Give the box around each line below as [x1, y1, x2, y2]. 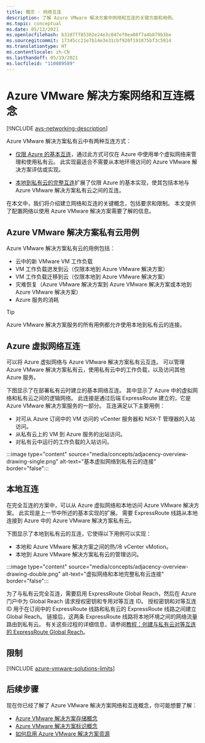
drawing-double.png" [6, 570, 61, 578]
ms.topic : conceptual [6, 20, 62, 26]
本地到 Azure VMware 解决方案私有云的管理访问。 [15, 551, 142, 558]
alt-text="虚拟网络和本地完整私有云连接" [62, 570, 164, 578]
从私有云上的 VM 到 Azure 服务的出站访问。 [15, 431, 126, 438]
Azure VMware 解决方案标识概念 [15, 722, 98, 729]
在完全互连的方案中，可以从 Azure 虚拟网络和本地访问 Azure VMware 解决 [6, 501, 195, 509]
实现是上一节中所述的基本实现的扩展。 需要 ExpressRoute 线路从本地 [23, 509, 198, 516]
